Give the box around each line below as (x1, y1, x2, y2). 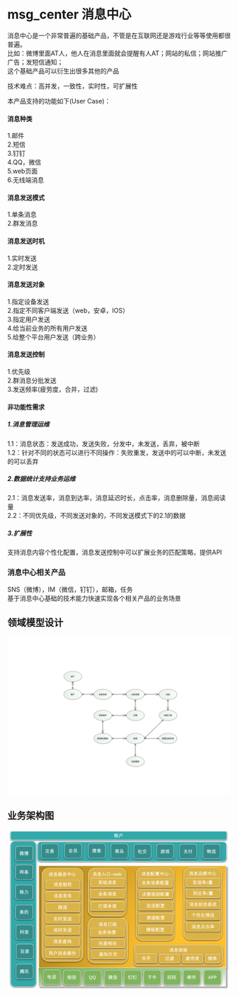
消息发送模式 (7, 193, 45, 202)
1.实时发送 (7, 254, 37, 262)
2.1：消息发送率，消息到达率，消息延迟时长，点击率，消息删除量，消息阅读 (7, 494, 227, 502)
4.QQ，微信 (7, 158, 42, 166)
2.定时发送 (7, 263, 38, 271)
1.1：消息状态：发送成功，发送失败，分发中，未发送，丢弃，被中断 (7, 439, 200, 448)
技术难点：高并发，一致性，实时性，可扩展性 (7, 81, 138, 90)
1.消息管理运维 (7, 420, 50, 429)
